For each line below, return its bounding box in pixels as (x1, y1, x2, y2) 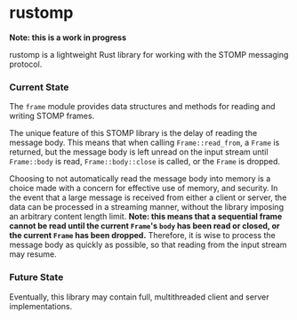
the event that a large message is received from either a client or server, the (9, 192, 287, 203)
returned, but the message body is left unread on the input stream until (9, 147, 269, 157)
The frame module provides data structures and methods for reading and (9, 101, 276, 112)
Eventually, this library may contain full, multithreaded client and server (9, 292, 269, 302)
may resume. (9, 249, 58, 260)
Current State (9, 81, 69, 93)
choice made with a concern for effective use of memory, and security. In (9, 183, 278, 194)
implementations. (9, 300, 73, 311)
